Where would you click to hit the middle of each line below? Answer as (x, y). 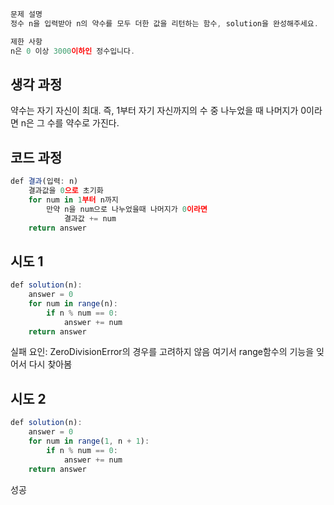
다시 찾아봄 (50, 364)
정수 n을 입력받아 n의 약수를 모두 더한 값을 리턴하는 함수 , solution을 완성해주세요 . (164, 23)
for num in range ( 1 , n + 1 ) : (89, 441)
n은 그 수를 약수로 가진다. (70, 123)
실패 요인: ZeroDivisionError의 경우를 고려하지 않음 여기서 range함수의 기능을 (162, 352)
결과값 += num (90, 218)
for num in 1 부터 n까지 (73, 200)
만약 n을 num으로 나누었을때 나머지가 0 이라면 (127, 209)
